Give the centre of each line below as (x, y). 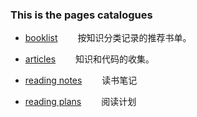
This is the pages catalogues (81, 15)
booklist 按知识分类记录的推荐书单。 (108, 38)
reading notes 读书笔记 (81, 80)
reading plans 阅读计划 (80, 102)
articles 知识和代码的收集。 (89, 59)
